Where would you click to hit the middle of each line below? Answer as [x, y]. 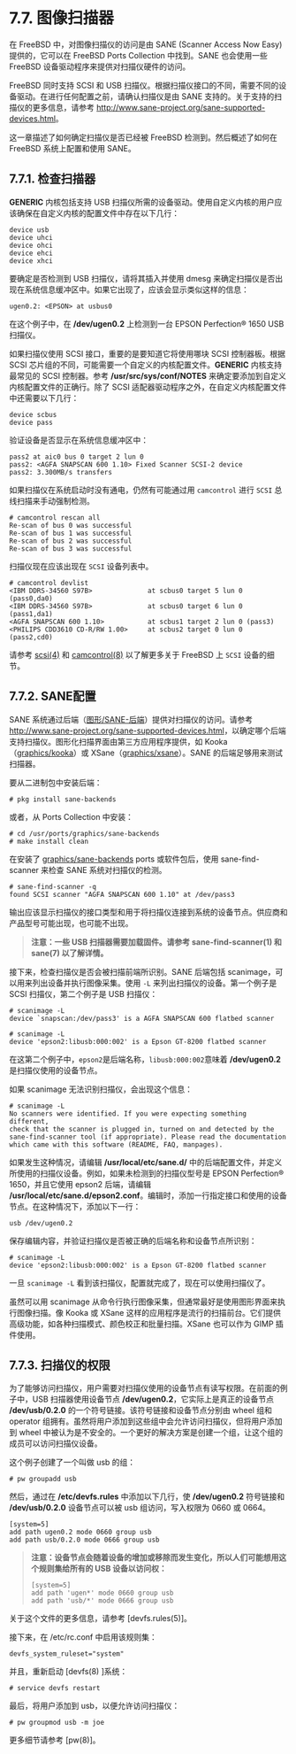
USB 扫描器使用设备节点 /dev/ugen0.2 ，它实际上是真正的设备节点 [153, 1399]
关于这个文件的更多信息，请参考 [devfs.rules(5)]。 [100, 1619]
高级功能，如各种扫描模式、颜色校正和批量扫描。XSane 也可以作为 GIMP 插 [147, 1324]
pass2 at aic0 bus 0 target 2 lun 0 [76, 457]
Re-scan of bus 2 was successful [71, 541]
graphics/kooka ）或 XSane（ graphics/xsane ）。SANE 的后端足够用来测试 [150, 753]
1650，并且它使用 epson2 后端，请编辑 [80, 1184]
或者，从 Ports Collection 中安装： [72, 816]
